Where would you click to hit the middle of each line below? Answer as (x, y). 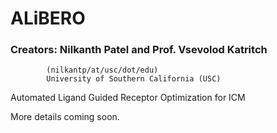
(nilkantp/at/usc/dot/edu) (102, 70)
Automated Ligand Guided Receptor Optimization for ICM (128, 98)
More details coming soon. (65, 117)
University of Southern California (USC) (134, 79)
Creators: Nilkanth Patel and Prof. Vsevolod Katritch (139, 50)
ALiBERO (48, 18)
